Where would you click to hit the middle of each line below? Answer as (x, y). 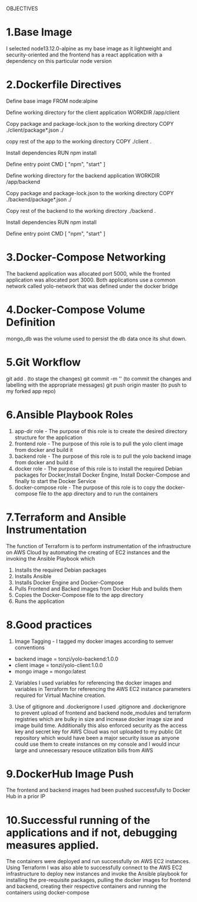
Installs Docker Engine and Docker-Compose (69, 582)
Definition (31, 322)
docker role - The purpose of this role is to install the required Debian (98, 468)
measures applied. (52, 845)
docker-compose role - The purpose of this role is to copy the (90, 487)
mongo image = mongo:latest (50, 671)
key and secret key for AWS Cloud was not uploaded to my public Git (98, 732)
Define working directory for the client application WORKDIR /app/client (93, 112)
